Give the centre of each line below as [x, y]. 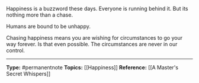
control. [16, 50]
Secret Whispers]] [28, 74]
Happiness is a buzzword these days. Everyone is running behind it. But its [97, 9]
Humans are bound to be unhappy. [48, 26]
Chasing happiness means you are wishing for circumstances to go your [94, 38]
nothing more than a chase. [39, 15]
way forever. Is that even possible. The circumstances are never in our [92, 44]
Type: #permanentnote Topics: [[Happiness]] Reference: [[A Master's [92, 67]
